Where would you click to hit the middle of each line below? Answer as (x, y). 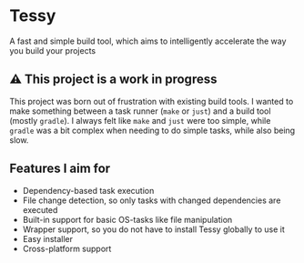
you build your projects (53, 50)
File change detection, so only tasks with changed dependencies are (152, 200)
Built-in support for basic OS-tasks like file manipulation (127, 219)
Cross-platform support (67, 248)
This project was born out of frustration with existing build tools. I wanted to (152, 101)
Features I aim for (60, 169)
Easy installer (48, 238)
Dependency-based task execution (88, 190)
